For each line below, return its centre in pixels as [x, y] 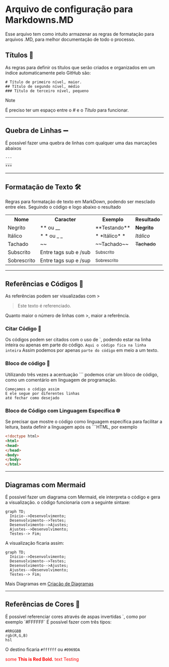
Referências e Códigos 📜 [45, 284]
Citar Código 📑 [23, 329]
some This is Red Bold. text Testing [42, 659]
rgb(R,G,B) [17, 635]
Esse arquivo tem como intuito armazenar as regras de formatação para [80, 34]
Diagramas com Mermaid [46, 485]
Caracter [65, 220]
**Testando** [113, 228]
